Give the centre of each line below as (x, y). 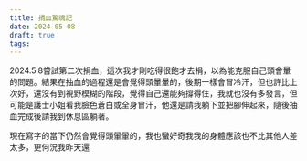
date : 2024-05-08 (42, 27)
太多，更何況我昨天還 (49, 147)
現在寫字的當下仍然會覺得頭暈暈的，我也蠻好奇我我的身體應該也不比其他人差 (153, 136)
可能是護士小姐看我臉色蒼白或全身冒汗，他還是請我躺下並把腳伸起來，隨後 (149, 105)
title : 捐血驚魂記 (41, 18)
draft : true (32, 35)
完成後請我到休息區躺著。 (65, 116)
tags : (20, 43)
